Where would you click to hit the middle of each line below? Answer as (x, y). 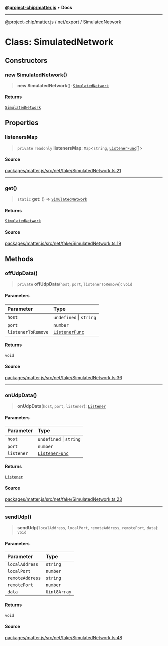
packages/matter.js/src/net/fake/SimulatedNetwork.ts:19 (63, 243)
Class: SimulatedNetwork (59, 42)
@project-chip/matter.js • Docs (39, 7)
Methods (19, 259)
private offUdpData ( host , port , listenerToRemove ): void (75, 284)
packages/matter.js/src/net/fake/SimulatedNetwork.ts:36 (64, 377)
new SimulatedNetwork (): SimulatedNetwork (63, 85)
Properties (22, 123)
